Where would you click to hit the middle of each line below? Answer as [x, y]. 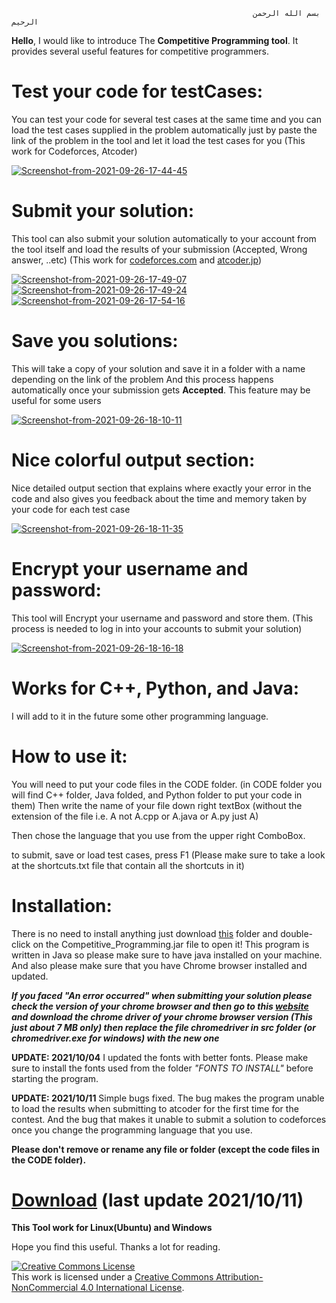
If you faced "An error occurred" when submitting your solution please [162, 995]
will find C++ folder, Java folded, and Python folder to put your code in [157, 795]
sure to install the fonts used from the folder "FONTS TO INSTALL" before [162, 1068]
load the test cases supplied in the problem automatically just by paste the [164, 130]
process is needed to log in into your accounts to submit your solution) [157, 628]
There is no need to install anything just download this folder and [145, 933]
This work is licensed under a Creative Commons [112, 1277]
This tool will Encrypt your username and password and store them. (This [162, 618]
